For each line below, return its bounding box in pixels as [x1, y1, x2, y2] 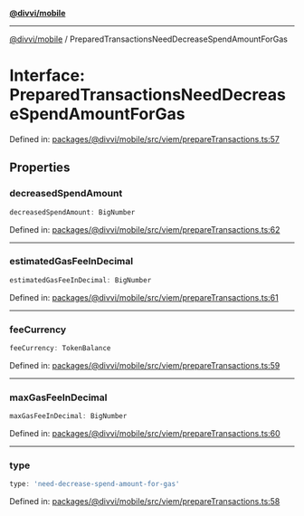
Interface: [9, 65, 86, 86]
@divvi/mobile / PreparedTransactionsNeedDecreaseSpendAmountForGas [9, 33, 288, 44]
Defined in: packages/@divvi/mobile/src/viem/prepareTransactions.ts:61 [9, 291, 279, 302]
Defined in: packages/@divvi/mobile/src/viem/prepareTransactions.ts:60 [9, 428, 280, 439]
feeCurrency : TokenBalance [9, 343, 111, 352]
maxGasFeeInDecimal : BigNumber [9, 412, 128, 421]
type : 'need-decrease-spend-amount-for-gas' [9, 480, 180, 489]
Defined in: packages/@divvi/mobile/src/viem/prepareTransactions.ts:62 [9, 224, 280, 234]
